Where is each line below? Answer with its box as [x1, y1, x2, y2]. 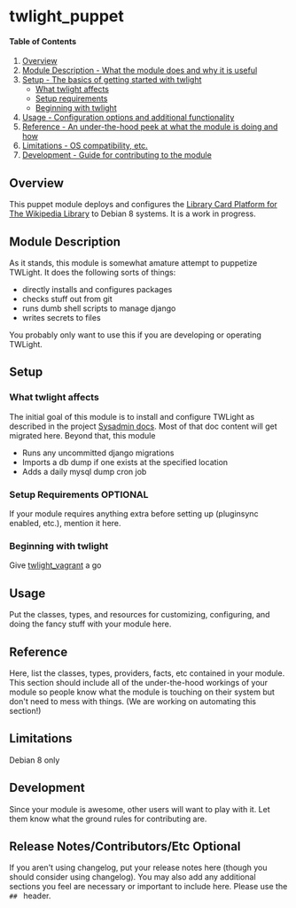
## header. [9, 890, 51, 901]
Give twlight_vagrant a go [9, 560, 102, 570]
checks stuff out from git [21, 294, 113, 305]
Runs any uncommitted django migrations [21, 447, 175, 458]
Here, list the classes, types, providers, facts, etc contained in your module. [9, 667, 285, 679]
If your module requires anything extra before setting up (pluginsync [9, 508, 259, 519]
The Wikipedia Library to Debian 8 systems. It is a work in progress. [9, 208, 256, 219]
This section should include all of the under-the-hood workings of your [9, 677, 269, 687]
